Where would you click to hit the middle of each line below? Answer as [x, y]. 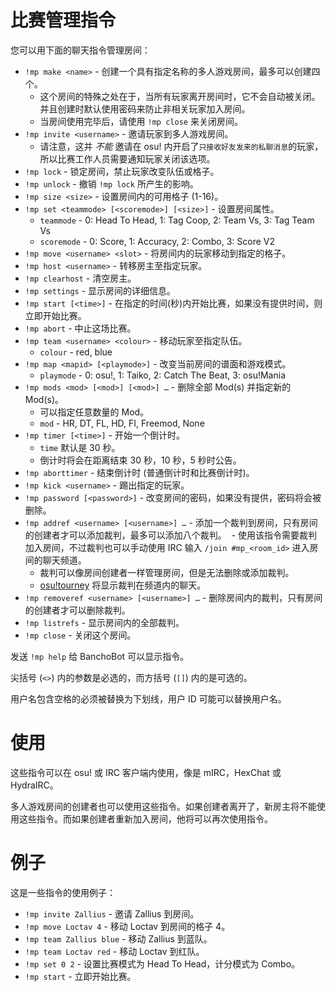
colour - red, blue [76, 352]
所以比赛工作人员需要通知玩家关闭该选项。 [127, 158]
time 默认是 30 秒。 [80, 447]
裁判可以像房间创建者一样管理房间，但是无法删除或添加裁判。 [167, 572]
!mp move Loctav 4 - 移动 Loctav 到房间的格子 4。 [127, 926]
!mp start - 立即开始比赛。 [80, 976]
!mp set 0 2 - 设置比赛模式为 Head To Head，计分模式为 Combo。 [162, 963]
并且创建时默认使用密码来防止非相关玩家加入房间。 [145, 108]
